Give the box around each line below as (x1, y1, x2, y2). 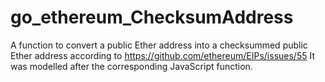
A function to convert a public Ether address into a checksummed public (10, 39, 308, 51)
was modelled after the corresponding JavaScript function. (10, 60, 253, 72)
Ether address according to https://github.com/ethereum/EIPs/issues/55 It (10, 49, 315, 61)
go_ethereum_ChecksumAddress (10, 6, 294, 29)
